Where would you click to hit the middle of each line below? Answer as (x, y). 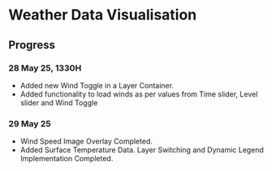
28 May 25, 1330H (45, 68)
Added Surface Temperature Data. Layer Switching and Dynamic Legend (142, 150)
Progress (32, 45)
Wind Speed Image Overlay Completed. (86, 141)
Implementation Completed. (67, 159)
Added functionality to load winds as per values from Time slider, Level (139, 94)
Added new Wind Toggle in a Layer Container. (97, 85)
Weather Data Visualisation (103, 15)
